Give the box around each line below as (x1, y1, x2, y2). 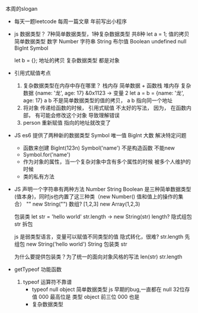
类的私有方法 (23, 173, 55, 180)
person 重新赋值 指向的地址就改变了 (23, 119, 111, 126)
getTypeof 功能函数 (14, 266, 62, 273)
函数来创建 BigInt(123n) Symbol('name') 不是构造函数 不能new (23, 144, 175, 151)
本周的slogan (5, 5, 38, 12)
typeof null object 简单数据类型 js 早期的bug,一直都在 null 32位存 (31, 286, 190, 293)
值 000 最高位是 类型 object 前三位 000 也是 (31, 293, 140, 300)
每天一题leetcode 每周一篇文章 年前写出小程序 (14, 18, 127, 25)
